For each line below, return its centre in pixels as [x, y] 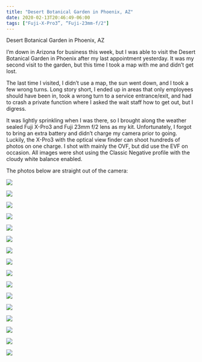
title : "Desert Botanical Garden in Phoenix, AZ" [70, 12]
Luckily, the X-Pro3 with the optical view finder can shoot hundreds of [93, 140]
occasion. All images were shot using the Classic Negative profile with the [98, 153]
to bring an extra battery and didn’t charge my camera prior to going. [92, 133]
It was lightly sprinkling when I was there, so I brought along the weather [96, 120]
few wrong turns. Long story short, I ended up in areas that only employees [100, 90]
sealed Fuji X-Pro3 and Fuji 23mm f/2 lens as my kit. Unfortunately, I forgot [99, 127]
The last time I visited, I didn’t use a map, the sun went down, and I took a [97, 83]
